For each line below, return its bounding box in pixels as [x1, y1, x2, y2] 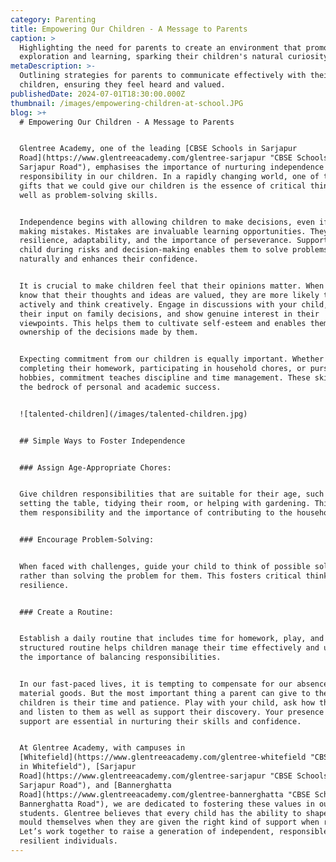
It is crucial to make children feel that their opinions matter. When [19, 281, 325, 291]
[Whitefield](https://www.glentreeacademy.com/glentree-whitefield [19, 752, 307, 763]
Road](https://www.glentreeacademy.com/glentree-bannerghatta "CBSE [19, 789, 311, 800]
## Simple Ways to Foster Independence [19, 436, 186, 446]
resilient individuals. [19, 836, 118, 846]
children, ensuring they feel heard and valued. [19, 80, 226, 90]
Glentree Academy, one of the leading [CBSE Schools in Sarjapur [19, 144, 298, 154]
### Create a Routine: [19, 607, 114, 617]
